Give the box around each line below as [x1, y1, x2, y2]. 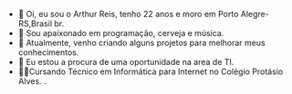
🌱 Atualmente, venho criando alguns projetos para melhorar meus [17, 37, 266, 48]
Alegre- [240, 9, 269, 19]
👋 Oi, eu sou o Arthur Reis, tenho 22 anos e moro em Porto [17, 9, 239, 19]
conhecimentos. [17, 47, 79, 58]
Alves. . [17, 76, 47, 86]
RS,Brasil [17, 18, 53, 29]
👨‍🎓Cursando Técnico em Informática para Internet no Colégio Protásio [17, 66, 284, 77]
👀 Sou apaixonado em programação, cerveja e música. [17, 28, 224, 38]
